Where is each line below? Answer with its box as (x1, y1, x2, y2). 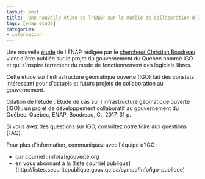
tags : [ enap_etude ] (6, 20, 56, 26)
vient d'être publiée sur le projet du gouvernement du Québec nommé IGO (6, 55, 193, 62)
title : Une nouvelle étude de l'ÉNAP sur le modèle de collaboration (6, 15, 190, 21)
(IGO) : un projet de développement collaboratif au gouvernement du (6, 104, 179, 112)
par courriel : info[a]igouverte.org (15, 153, 99, 161)
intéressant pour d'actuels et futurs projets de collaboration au (6, 80, 164, 87)
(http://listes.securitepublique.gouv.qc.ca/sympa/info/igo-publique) (15, 166, 185, 174)
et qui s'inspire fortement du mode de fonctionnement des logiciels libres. (6, 62, 192, 69)
